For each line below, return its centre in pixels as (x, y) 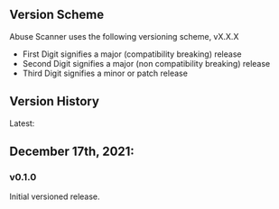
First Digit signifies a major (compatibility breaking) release (132, 54)
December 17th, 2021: (72, 152)
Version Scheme (57, 15)
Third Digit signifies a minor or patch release (105, 73)
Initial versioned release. (55, 196)
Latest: (22, 123)
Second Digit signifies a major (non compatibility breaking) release (146, 63)
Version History (54, 101)
